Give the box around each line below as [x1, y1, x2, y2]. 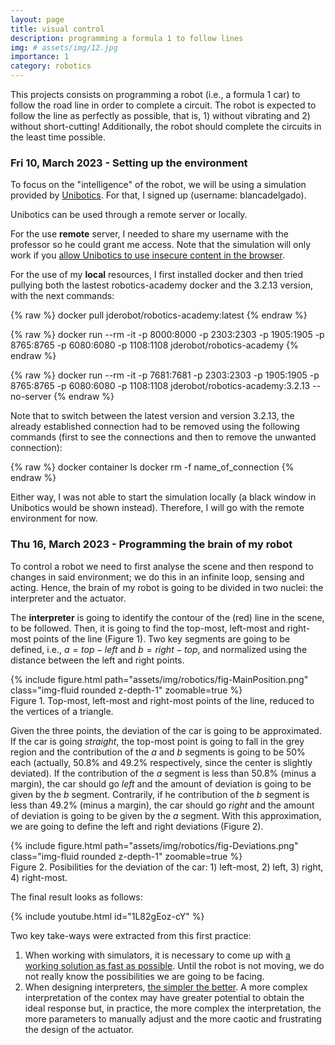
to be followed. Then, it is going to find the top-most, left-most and [10, 622, 285, 634]
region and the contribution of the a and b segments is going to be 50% [10, 746, 306, 758]
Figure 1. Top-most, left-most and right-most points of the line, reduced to [10, 694, 315, 706]
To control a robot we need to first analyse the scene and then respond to [10, 560, 314, 572]
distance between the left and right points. [10, 654, 185, 666]
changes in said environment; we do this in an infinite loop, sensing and [10, 571, 305, 583]
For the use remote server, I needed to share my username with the [10, 228, 289, 240]
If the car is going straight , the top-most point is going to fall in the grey [10, 735, 305, 747]
